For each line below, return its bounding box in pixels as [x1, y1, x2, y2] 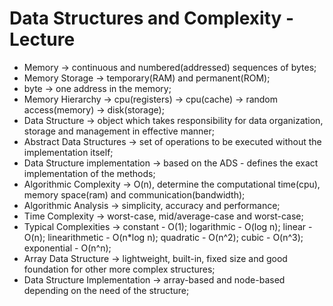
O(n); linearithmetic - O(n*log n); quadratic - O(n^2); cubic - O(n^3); [23, 231, 304, 243]
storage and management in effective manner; [23, 125, 216, 137]
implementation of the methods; [23, 167, 156, 179]
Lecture [9, 28, 76, 51]
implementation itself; [23, 146, 114, 158]
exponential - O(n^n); [23, 242, 112, 254]
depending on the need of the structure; [23, 284, 190, 296]
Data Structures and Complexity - [9, 7, 295, 30]
